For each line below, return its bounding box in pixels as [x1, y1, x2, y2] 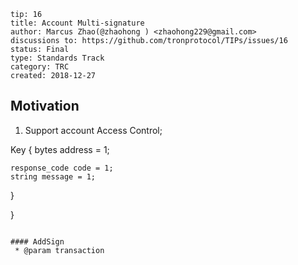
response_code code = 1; [10, 163, 114, 173]
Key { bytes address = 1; [10, 143, 110, 155]
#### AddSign [10, 236, 65, 247]
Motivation [10, 98, 80, 115]
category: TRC [10, 62, 70, 72]
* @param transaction [14, 245, 105, 255]
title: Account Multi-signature [10, 18, 145, 28]
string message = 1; [10, 171, 97, 182]
